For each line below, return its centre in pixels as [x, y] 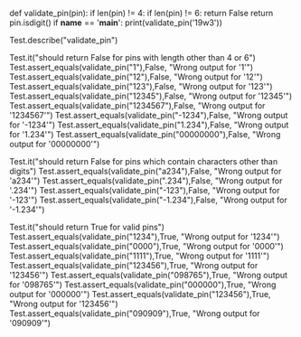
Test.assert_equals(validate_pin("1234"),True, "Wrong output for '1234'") [145, 237]
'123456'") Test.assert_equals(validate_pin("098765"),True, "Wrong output [148, 275]
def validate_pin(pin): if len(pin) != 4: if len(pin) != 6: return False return [141, 13]
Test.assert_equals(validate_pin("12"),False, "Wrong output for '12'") [136, 77]
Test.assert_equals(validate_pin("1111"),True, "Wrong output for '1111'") [140, 256]
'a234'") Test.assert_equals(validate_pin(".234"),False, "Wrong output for [146, 181]
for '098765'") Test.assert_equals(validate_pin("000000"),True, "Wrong [143, 285]
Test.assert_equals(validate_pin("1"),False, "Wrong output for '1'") [132, 67]
